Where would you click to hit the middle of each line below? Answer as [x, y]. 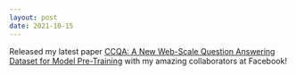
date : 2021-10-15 [41, 26]
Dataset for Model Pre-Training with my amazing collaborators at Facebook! [148, 61]
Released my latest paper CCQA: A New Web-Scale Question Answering [142, 51]
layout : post [33, 17]
